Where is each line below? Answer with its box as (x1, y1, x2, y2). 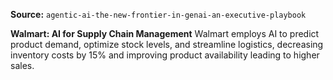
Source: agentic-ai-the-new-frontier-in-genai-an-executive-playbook (10, 9, 307, 20)
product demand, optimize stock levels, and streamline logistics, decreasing (10, 39, 324, 50)
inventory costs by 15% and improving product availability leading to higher (10, 49, 320, 61)
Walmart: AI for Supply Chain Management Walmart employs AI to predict (10, 28, 320, 39)
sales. (10, 60, 35, 71)
